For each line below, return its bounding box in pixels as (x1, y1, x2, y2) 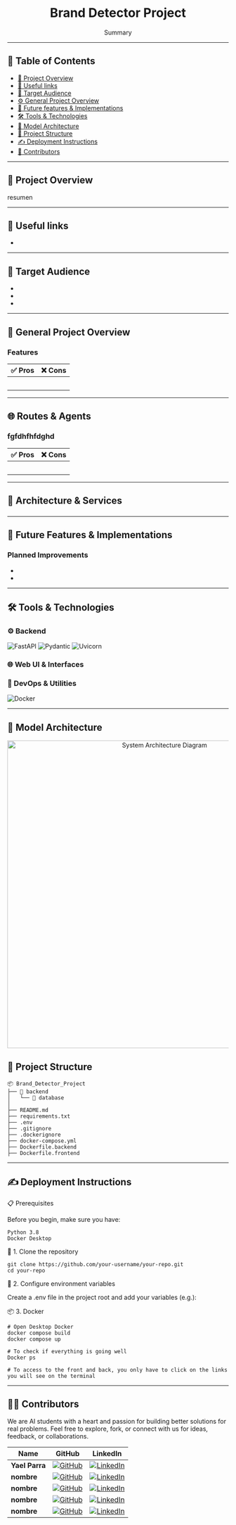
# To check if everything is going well (7, 1348, 128, 1355)
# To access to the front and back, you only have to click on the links (7, 1366, 228, 1373)
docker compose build (7, 1329, 71, 1336)
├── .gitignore (7, 1125, 52, 1132)
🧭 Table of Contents (7, 55, 96, 68)
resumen (7, 193, 33, 201)
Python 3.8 (7, 1229, 39, 1236)
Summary (104, 28, 132, 37)
